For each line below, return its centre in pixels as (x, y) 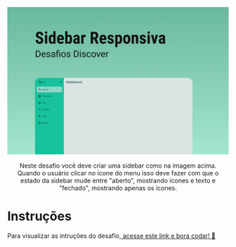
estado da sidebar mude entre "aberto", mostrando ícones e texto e (118, 180)
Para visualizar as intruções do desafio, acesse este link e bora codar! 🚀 (111, 236)
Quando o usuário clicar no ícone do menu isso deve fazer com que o (118, 173)
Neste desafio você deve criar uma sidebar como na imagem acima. (118, 166)
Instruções (40, 216)
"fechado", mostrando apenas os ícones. (118, 188)
